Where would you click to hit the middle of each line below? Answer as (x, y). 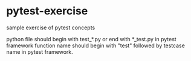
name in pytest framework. (40, 51)
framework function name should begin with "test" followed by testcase (96, 45)
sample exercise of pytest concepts (51, 28)
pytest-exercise (47, 11)
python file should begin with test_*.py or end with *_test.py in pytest (91, 39)
